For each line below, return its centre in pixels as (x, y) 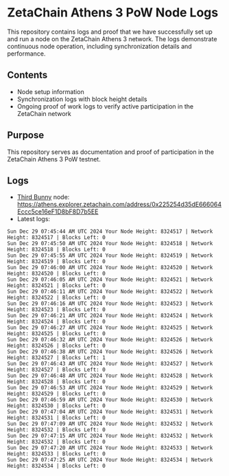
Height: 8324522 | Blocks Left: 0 (57, 298)
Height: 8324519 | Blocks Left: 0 (57, 262)
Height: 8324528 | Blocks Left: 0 (57, 382)
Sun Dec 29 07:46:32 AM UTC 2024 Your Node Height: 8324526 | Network (110, 340)
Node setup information (50, 91)
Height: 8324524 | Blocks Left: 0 (57, 322)
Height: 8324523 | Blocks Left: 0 (57, 310)
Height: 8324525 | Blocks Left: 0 (57, 334)
